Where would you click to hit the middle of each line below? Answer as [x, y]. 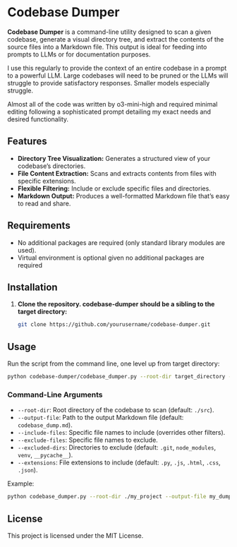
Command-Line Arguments [55, 395]
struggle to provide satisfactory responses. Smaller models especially [109, 83]
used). [27, 250]
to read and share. [44, 203]
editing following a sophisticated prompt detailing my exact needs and [109, 112]
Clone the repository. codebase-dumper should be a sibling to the [116, 304]
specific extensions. [47, 181]
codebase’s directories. [51, 166]
